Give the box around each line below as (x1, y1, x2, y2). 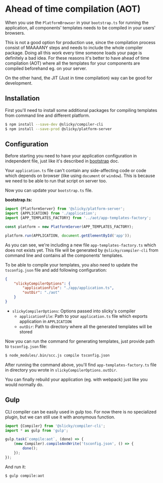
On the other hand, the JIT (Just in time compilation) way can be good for (5, 75, 153, 81)
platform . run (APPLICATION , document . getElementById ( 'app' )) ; (5, 233, 132, 238)
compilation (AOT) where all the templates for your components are (5, 60, 140, 66)
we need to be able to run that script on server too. (5, 178, 107, 184)
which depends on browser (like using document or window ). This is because (5, 173, 155, 179)
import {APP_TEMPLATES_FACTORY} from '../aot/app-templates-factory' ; (5, 216, 151, 220)
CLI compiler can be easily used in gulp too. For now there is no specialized (5, 409, 157, 415)
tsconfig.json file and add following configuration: (5, 267, 107, 273)
